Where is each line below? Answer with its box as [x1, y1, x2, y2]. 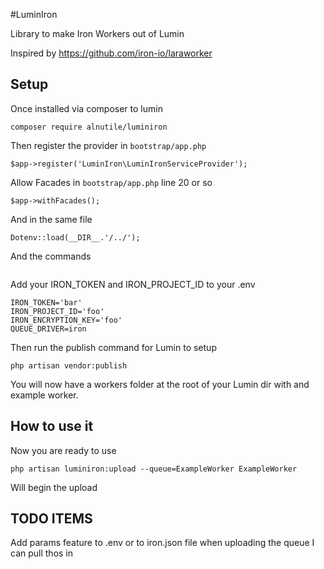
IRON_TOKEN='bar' [10, 297, 83, 308]
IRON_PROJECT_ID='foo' [10, 306, 105, 316]
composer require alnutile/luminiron [10, 122, 168, 132]
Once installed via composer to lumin [10, 102, 163, 114]
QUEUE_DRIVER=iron [10, 324, 87, 334]
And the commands [10, 250, 92, 262]
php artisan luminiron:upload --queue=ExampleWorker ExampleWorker [10, 464, 298, 474]
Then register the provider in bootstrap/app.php [10, 139, 207, 151]
